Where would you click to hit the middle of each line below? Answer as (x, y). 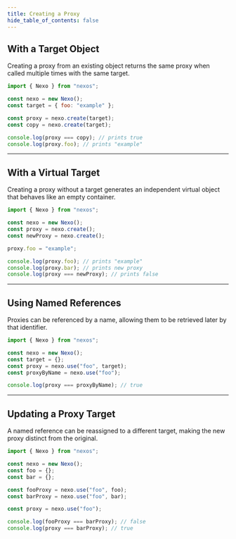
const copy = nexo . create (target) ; (59, 125)
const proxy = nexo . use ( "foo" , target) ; (67, 366)
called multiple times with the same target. (68, 73)
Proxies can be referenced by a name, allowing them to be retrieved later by (117, 320)
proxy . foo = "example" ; (42, 248)
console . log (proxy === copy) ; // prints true (75, 137)
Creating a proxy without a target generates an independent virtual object (113, 190)
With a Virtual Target (54, 172)
